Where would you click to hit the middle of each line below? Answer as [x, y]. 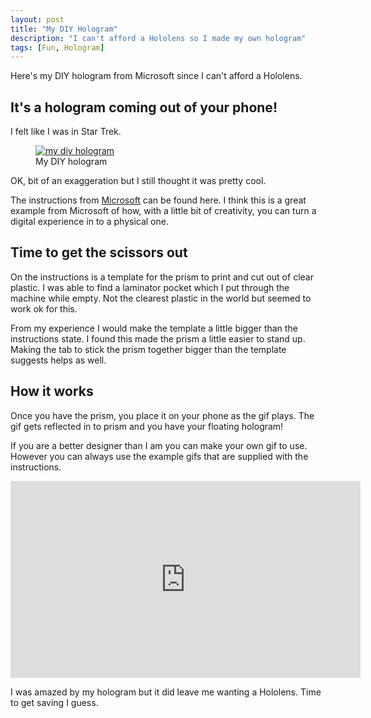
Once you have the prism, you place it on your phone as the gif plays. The [162, 415]
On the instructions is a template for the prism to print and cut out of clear [162, 277]
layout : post [37, 19]
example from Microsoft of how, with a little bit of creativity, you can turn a [163, 211]
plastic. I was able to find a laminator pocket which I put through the [150, 287]
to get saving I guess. [54, 702]
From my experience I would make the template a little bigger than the [154, 328]
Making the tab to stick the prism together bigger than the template [148, 349]
